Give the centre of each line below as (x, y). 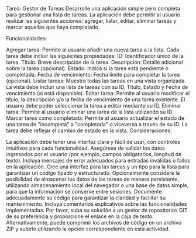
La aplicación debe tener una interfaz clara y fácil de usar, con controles (93, 142)
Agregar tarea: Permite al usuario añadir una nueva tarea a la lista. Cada (93, 50)
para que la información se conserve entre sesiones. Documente (84, 192)
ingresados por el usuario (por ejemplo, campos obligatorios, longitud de (94, 154)
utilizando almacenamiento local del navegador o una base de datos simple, (97, 185)
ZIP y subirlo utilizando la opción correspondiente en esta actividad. (88, 229)
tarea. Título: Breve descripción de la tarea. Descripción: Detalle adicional (94, 62)
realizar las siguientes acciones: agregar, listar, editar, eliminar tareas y (91, 21)
